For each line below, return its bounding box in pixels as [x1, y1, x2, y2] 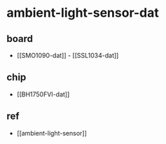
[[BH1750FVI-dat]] [16, 89, 70, 99]
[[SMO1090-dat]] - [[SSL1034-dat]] [16, 51, 119, 59]
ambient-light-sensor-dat [6, 5, 159, 21]
